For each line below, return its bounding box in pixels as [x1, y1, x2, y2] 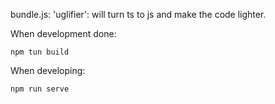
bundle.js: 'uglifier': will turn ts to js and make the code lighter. [10, 9, 267, 20]
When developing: [10, 65, 86, 76]
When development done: [10, 28, 117, 39]
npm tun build [10, 47, 70, 57]
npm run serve [10, 84, 70, 94]
